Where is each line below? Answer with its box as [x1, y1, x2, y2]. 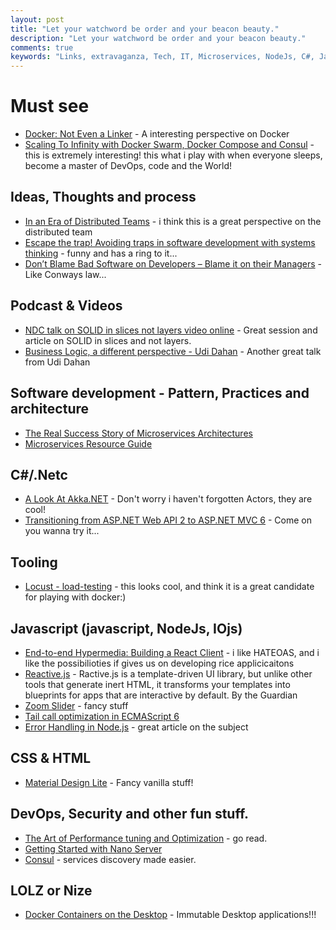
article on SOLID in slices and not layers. [24, 334, 192, 346]
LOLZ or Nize [10, 882, 93, 899]
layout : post [10, 14, 65, 25]
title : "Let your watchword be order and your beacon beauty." [10, 24, 280, 34]
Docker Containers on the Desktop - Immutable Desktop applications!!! [24, 909, 317, 921]
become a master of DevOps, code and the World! [24, 160, 233, 172]
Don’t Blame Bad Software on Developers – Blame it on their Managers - [24, 257, 323, 270]
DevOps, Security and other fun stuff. [10, 806, 250, 823]
